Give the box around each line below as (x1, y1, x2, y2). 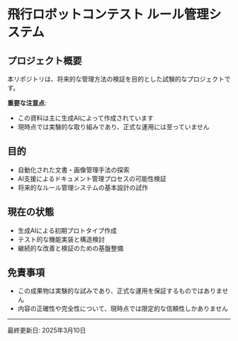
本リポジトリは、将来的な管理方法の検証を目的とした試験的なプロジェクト (7, 75, 225, 83)
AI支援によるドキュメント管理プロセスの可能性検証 (17, 174, 166, 183)
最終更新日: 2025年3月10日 (7, 326, 86, 335)
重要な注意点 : (7, 99, 47, 107)
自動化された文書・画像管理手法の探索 (17, 165, 130, 174)
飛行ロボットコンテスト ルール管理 (7, 6, 209, 23)
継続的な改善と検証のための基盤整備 (17, 244, 124, 252)
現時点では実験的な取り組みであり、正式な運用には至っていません (17, 123, 210, 131)
